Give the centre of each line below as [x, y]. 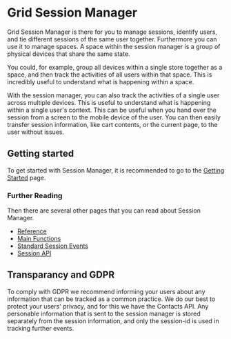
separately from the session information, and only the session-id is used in [113, 321]
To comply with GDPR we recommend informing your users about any [106, 291]
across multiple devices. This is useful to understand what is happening [109, 102]
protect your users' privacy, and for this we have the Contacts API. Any [108, 306]
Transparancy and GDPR [61, 275]
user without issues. [36, 132]
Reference [32, 231]
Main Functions [39, 239]
